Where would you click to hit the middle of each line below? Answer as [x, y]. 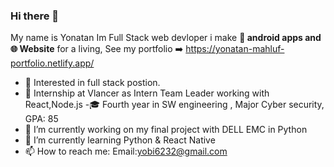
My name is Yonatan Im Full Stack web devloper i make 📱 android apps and [166, 38]
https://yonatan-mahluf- [235, 49]
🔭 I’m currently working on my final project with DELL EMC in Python [166, 130]
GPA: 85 [41, 119]
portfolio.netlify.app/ [52, 63]
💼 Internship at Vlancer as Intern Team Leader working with [147, 93]
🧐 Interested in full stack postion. [92, 83]
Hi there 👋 [35, 16]
